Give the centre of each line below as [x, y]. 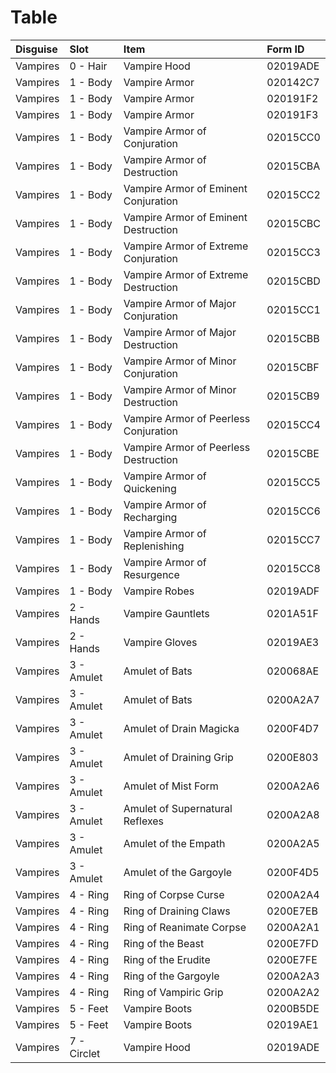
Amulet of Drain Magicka [181, 728]
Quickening [150, 488]
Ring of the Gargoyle [171, 976]
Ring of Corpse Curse [174, 894]
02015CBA [293, 166]
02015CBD [293, 281]
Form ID [285, 49]
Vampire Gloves [160, 642]
